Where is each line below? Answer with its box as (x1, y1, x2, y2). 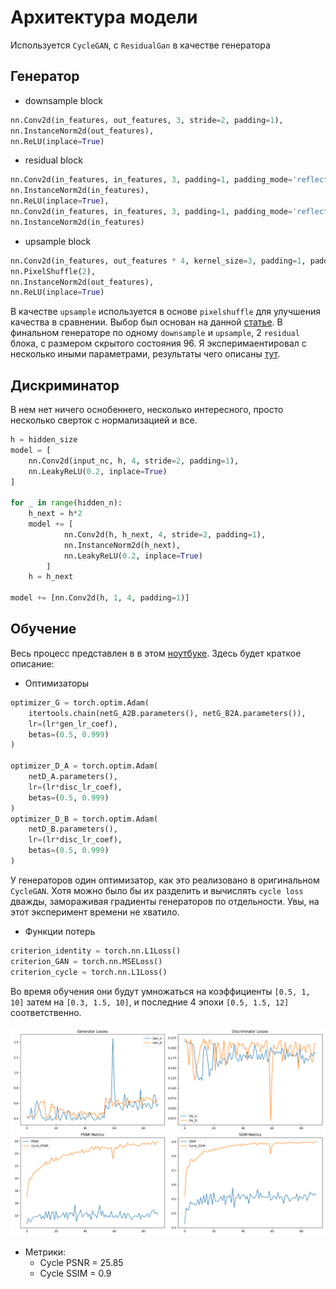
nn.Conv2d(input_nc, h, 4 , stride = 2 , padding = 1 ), (28, 456, 240, 466)
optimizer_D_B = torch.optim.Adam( (10, 814, 159, 824)
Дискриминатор (10, 377, 120, 394)
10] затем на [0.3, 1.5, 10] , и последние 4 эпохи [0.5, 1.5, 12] (10, 996, 290, 1008)
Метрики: (24, 1246, 67, 1258)
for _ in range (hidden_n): (10, 498, 123, 508)
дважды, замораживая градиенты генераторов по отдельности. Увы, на (10, 895, 320, 907)
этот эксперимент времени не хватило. (10, 906, 180, 918)
